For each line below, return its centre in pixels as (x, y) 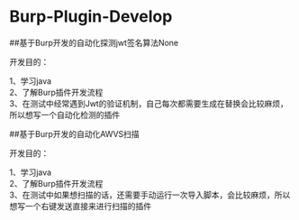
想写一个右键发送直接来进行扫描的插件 (80, 206)
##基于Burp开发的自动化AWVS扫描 (74, 133)
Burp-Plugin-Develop (91, 17)
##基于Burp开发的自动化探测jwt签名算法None (94, 42)
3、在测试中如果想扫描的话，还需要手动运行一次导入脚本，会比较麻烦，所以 (150, 195)
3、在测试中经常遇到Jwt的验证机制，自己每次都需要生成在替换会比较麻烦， (149, 103)
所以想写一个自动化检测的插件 (64, 115)
